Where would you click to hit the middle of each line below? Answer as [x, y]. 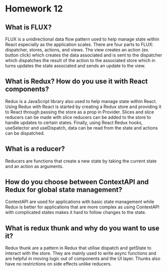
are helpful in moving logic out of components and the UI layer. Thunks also [83, 258]
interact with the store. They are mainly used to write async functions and [81, 253]
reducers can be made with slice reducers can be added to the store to [78, 117]
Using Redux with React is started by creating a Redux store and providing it [83, 106]
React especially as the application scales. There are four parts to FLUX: [79, 44]
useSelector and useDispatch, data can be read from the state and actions [82, 127]
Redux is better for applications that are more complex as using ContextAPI [82, 207]
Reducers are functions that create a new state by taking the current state [81, 161]
